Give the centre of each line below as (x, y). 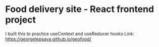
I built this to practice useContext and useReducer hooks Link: (70, 33)
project (21, 20)
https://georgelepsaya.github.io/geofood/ (48, 39)
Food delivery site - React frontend (80, 9)
